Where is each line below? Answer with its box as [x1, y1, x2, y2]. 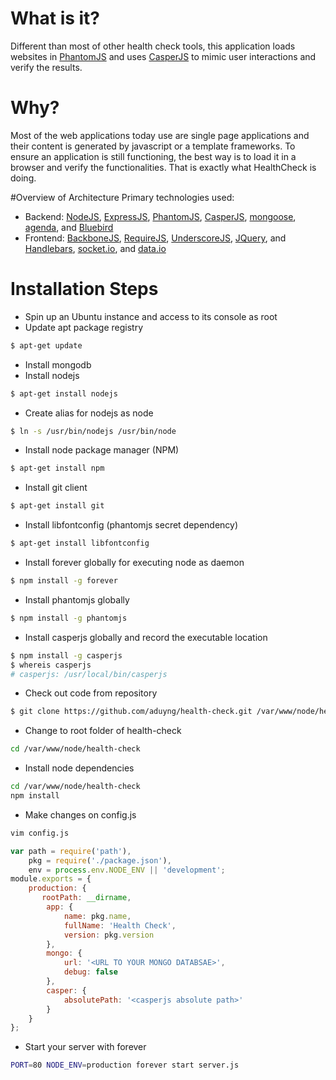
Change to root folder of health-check [24, 725, 182, 737]
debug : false [63, 967, 118, 977]
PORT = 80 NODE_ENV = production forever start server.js [10, 1060, 240, 1071]
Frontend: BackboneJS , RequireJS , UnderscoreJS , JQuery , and [24, 232, 287, 244]
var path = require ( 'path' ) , [10, 846, 132, 856]
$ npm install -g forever [10, 576, 118, 586]
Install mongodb [24, 358, 92, 371]
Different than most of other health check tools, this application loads [10, 40, 296, 52]
